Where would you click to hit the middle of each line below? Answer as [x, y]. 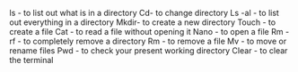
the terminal [31, 60]
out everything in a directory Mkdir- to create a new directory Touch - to [143, 22]
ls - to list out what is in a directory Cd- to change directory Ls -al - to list [145, 13]
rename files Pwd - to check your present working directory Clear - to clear [149, 51]
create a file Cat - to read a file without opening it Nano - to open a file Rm [146, 32]
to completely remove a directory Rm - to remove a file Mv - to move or [155, 41]
